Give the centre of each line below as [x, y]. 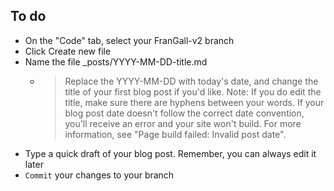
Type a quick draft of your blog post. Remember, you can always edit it [170, 153]
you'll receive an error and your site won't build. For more [183, 123]
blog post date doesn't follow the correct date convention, [184, 113]
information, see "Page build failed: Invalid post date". [175, 134]
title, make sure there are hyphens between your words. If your [194, 102]
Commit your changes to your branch [99, 175]
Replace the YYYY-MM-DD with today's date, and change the [191, 81]
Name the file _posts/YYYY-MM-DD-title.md [116, 61]
